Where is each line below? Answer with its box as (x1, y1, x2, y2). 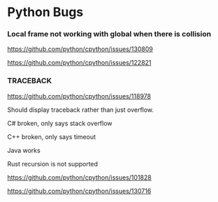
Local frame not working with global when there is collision (7, 29, 212, 39)
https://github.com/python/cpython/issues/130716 (7, 187, 152, 195)
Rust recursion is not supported (7, 159, 99, 168)
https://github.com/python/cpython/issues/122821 (7, 59, 152, 67)
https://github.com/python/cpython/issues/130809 (7, 45, 154, 53)
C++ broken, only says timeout (7, 132, 96, 140)
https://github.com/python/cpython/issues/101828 (7, 173, 152, 182)
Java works (7, 146, 41, 154)
